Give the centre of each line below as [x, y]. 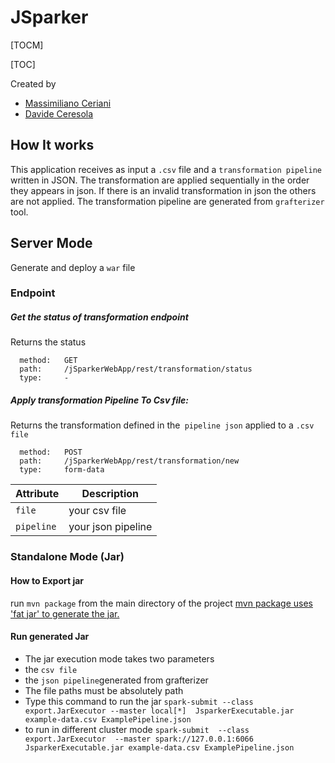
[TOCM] [27, 45]
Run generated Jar [50, 637]
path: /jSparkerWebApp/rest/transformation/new [129, 461]
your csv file [97, 511]
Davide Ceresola [59, 113]
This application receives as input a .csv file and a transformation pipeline [166, 169]
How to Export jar [47, 580]
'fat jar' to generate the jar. [65, 613]
